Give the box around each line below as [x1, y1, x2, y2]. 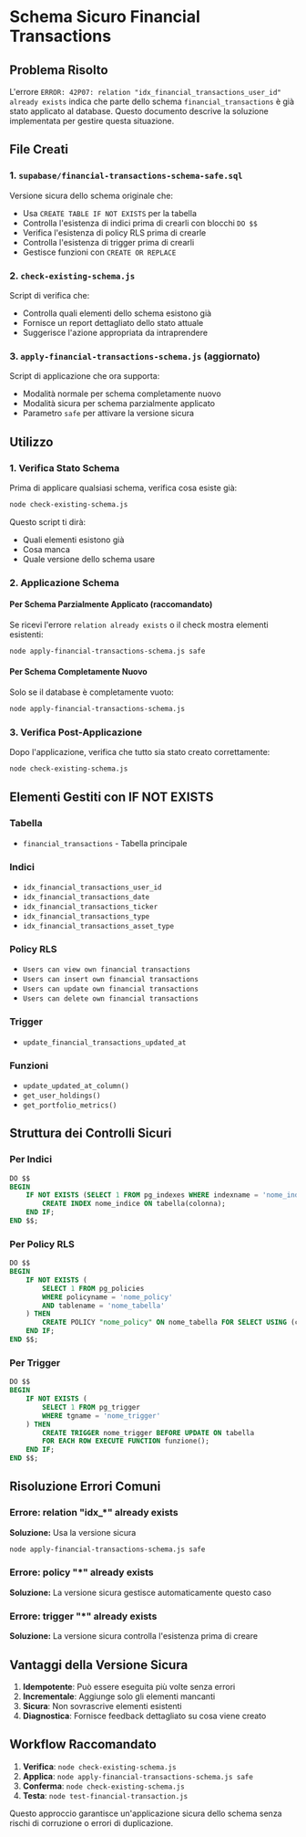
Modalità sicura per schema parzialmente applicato [22, 398, 216, 409]
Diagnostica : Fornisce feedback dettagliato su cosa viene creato [22, 1710, 267, 1721]
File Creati [9, 142, 69, 157]
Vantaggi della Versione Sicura [9, 1657, 189, 1673]
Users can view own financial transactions [22, 965, 191, 974]
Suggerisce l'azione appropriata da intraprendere [22, 327, 208, 338]
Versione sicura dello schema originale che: [9, 190, 174, 201]
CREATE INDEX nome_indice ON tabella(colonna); [42, 1199, 226, 1209]
